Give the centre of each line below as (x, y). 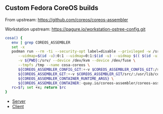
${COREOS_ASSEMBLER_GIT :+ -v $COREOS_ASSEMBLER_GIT (70, 74)
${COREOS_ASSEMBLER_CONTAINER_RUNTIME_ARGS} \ (66, 79)
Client (18, 107)
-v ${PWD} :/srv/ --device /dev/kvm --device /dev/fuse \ (77, 61)
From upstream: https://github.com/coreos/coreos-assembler (67, 19)
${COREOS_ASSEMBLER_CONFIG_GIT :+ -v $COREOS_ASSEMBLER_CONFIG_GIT (85, 69)
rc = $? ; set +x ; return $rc (39, 88)
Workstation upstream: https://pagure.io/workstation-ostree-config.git (75, 29)
